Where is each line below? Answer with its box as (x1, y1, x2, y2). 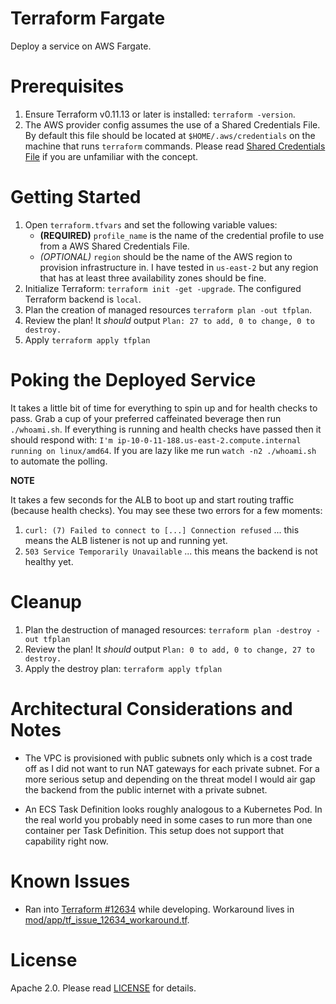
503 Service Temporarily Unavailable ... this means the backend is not (24, 545, 318, 557)
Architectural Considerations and (10, 697, 293, 720)
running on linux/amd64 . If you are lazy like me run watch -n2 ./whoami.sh (10, 444, 317, 456)
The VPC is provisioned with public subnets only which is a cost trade (24, 752, 313, 764)
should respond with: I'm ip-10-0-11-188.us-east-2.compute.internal (10, 433, 302, 446)
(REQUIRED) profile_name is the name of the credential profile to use (39, 229, 325, 241)
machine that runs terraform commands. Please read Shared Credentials (24, 140, 326, 152)
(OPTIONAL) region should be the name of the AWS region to (39, 250, 293, 262)
